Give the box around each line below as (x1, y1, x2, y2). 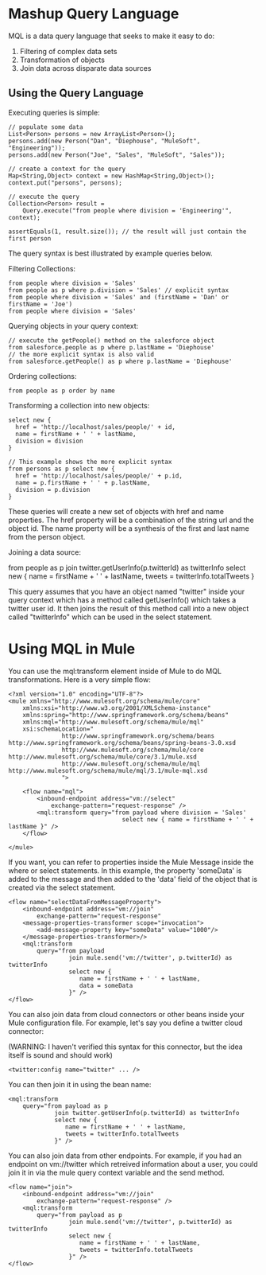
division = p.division (15, 485, 91, 493)
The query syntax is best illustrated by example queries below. (8, 248, 213, 258)
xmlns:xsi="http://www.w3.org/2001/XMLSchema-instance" (22, 704, 212, 712)
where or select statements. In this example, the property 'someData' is (8, 865, 242, 875)
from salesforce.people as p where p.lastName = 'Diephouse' (8, 343, 215, 351)
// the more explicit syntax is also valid (8, 350, 155, 358)
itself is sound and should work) (8, 1050, 114, 1059)
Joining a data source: (8, 547, 82, 557)
